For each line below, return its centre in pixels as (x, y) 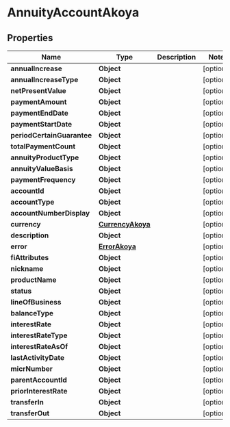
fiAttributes (30, 258)
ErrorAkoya (117, 246)
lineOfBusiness (36, 302)
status (21, 291)
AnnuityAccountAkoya (73, 13)
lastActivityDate (38, 358)
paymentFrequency (43, 180)
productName (34, 280)
